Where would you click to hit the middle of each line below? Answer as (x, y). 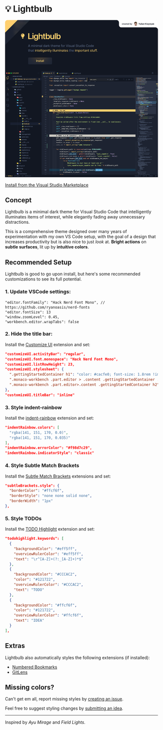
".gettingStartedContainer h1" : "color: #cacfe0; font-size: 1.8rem (80, 375)
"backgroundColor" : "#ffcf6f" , (45, 605)
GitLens (20, 672)
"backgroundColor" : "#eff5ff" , (45, 549)
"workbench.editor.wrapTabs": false (42, 322)
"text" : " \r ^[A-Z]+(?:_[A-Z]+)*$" (49, 559)
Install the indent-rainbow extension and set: (49, 418)
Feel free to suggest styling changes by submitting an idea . (64, 708)
